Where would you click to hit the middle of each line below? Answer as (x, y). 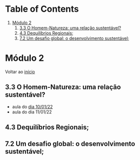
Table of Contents (42, 9)
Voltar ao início (20, 72)
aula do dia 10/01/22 (32, 107)
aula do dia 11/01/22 (32, 112)
